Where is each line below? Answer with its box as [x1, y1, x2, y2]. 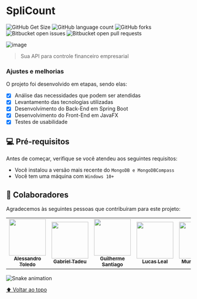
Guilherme [100, 256, 125, 262]
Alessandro [13, 256, 42, 262]
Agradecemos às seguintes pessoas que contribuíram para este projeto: [6, 206, 181, 213]
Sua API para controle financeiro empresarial [20, 52, 129, 59]
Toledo [19, 261, 36, 268]
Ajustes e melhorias [6, 67, 64, 75]
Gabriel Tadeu [53, 258, 87, 265]
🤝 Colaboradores [6, 190, 69, 200]
